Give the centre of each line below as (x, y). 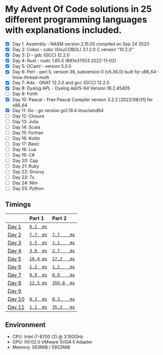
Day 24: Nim (25, 183)
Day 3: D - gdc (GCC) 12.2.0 (41, 55)
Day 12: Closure (28, 116)
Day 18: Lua (24, 149)
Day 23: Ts (23, 177)
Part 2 (59, 218)
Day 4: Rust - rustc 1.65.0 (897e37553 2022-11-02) (64, 61)
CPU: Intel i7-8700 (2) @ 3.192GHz (48, 337)
